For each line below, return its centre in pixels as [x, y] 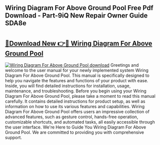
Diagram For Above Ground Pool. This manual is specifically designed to [77, 75]
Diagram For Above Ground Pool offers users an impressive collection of [77, 112]
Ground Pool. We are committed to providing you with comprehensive [75, 132]
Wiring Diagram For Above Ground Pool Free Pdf [79, 8]
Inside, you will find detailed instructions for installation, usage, [68, 86]
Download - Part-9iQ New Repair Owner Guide [76, 16]
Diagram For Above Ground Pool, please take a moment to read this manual [80, 96]
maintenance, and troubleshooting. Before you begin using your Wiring [76, 91]
